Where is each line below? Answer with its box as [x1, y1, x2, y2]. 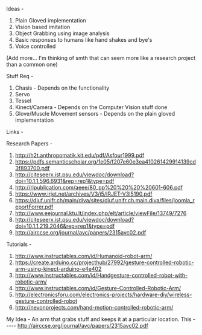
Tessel [14, 97, 32, 104]
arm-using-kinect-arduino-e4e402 [14, 265, 102, 272]
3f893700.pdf [14, 165, 50, 171]
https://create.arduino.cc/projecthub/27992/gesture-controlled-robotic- [14, 259, 194, 266]
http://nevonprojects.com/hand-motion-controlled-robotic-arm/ [14, 304, 174, 311]
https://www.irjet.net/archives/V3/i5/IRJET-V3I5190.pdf [14, 190, 153, 197]
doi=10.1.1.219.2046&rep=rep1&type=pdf [14, 222, 115, 230]
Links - [6, 128, 24, 135]
